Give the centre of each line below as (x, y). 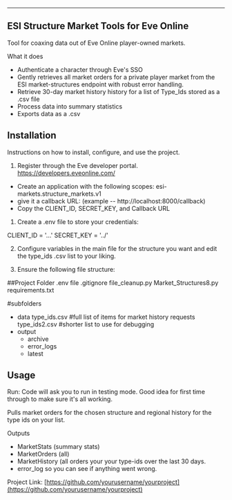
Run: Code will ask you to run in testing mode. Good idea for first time (106, 392)
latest (35, 353)
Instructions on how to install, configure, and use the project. (94, 152)
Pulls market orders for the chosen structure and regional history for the (109, 413)
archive (38, 339)
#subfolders (25, 303)
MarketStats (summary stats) (58, 447)
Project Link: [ (27, 482)
